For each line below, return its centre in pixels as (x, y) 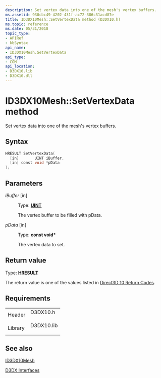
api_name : (16, 48)
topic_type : (18, 33)
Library (16, 328)
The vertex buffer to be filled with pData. (60, 215)
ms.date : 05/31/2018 (27, 29)
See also (19, 348)
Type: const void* (37, 235)
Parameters (24, 183)
